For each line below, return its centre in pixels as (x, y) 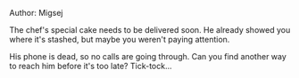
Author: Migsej (36, 13)
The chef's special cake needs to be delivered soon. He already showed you (150, 30)
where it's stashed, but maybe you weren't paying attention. (120, 39)
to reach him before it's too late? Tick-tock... (91, 66)
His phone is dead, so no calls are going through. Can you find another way (148, 56)
